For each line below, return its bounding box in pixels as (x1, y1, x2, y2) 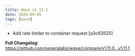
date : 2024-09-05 (5, 12, 42, 17)
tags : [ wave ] (5, 16, 33, 21)
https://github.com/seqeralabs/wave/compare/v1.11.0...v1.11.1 (5, 45, 130, 51)
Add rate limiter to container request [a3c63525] (12, 30, 113, 36)
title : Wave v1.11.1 (5, 7, 49, 12)
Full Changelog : (5, 40, 39, 46)
